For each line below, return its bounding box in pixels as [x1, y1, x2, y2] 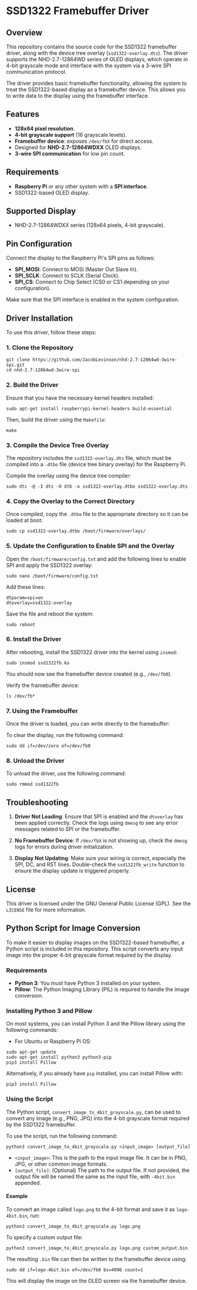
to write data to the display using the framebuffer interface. [6, 93, 149, 99]
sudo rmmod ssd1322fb [6, 781, 59, 788]
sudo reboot [6, 621, 35, 627]
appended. [14, 1179, 41, 1186]
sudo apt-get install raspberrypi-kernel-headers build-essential [6, 406, 172, 412]
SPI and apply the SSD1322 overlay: [6, 561, 93, 568]
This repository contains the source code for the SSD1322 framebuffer [6, 43, 177, 50]
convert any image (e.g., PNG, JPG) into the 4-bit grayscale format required [6, 1114, 190, 1121]
